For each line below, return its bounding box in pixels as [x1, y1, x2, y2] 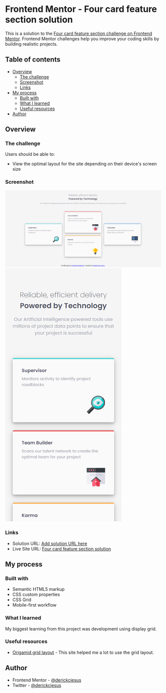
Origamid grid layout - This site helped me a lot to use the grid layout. [12, 649, 155, 655]
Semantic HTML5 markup [12, 586, 65, 592]
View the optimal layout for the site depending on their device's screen [12, 161, 157, 167]
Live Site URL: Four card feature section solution [12, 546, 111, 552]
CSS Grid [12, 597, 31, 603]
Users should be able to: [5, 151, 55, 157]
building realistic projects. [5, 41, 58, 47]
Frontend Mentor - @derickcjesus [12, 677, 82, 683]
